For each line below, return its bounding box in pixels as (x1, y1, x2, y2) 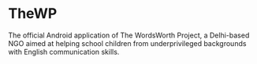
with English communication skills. (8, 47, 120, 56)
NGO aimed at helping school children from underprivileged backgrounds (8, 38, 247, 48)
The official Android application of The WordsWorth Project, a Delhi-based (8, 30, 250, 40)
